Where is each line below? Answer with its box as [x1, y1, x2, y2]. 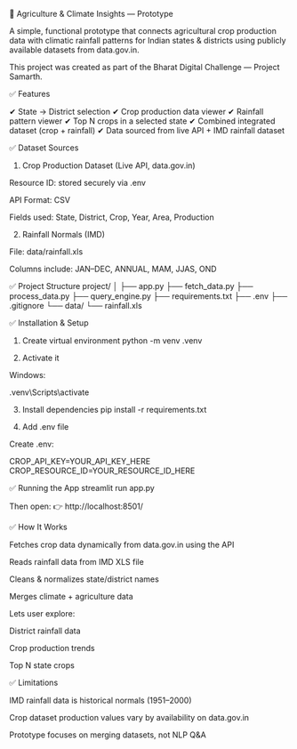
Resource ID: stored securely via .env [9, 178, 147, 188]
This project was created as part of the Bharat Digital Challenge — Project [9, 62, 280, 72]
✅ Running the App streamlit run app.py [9, 483, 156, 493]
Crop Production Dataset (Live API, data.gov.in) [21, 160, 196, 171]
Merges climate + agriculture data [9, 592, 133, 601]
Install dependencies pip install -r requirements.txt [21, 405, 207, 415]
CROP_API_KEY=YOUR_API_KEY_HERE [9, 456, 151, 466]
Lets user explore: [9, 608, 76, 618]
